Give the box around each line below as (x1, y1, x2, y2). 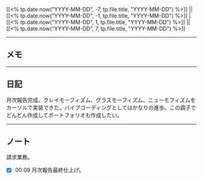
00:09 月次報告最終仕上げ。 (14, 166, 85, 174)
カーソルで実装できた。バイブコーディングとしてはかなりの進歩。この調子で (6, 103, 196, 111)
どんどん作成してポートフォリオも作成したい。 (6, 111, 123, 119)
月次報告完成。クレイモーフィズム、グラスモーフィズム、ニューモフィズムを (6, 96, 196, 103)
